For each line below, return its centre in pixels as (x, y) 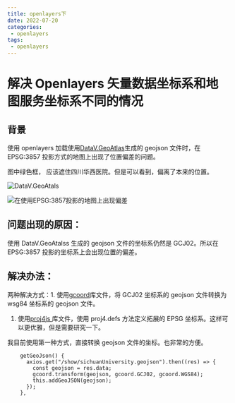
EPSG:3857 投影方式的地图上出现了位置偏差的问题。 (84, 157)
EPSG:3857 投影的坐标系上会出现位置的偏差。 (74, 252)
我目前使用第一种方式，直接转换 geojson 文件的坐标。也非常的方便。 (107, 342)
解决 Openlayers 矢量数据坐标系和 (107, 84)
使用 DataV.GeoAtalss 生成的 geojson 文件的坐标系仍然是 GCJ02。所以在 (113, 243)
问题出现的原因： (44, 225)
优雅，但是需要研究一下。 (67, 327)
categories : (25, 27)
